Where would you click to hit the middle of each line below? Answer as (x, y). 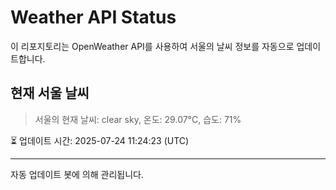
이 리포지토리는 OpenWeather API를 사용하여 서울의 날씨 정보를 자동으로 (152, 46)
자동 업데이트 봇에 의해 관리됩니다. (77, 174)
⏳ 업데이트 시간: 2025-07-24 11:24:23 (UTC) (100, 140)
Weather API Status (93, 17)
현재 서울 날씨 (50, 93)
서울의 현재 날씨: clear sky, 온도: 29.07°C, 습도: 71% (138, 119)
